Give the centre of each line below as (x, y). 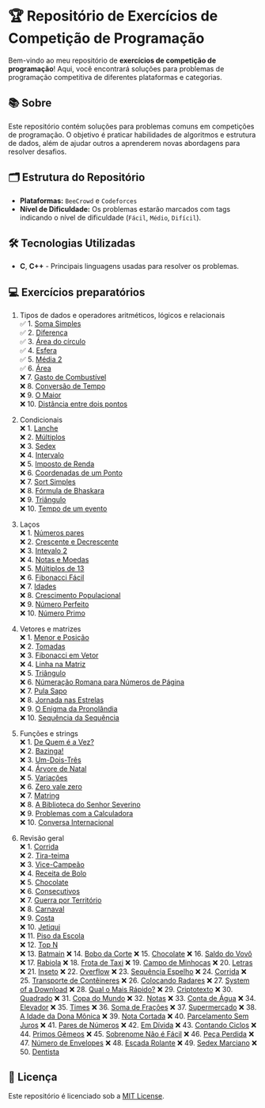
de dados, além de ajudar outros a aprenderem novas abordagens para (124, 143)
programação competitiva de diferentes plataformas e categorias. (115, 77)
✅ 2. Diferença (44, 333)
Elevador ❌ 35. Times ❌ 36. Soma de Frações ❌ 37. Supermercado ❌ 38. (138, 1007)
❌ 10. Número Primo (52, 613)
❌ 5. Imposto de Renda (57, 464)
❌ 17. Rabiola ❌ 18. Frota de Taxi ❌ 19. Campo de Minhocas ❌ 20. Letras (136, 963)
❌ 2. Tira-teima (44, 856)
